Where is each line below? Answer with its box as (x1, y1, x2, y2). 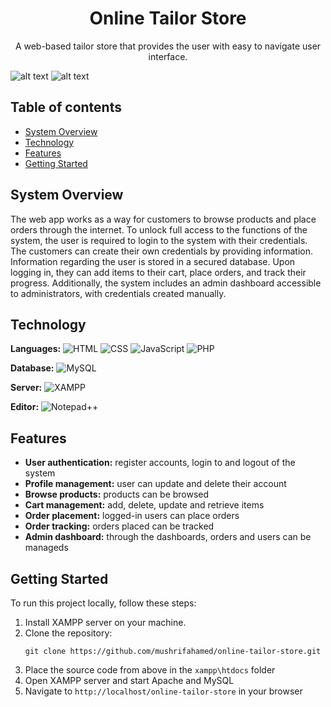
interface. (148, 50, 188, 62)
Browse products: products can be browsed (24, 488, 210, 501)
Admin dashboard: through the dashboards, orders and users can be (24, 531, 312, 543)
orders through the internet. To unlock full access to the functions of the (10, 223, 308, 236)
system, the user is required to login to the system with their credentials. (10, 234, 308, 246)
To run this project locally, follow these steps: (10, 597, 197, 609)
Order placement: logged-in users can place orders (24, 510, 240, 522)
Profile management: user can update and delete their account (24, 478, 287, 490)
